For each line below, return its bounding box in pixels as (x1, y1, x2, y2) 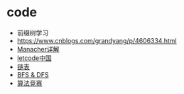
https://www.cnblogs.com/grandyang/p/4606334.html (16, 36, 177, 45)
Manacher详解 (16, 45, 60, 53)
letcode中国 (16, 54, 52, 62)
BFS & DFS (16, 70, 49, 78)
